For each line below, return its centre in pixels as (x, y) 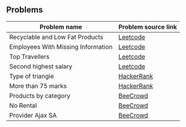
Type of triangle (32, 76)
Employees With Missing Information (61, 46)
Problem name (61, 26)
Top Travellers (29, 57)
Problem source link (148, 26)
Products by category (40, 96)
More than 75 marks (38, 85)
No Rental (23, 105)
